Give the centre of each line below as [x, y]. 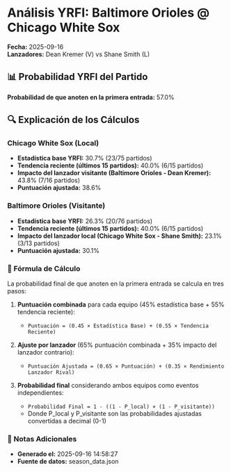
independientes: [40, 393]
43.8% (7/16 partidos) [49, 180]
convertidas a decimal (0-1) [67, 421]
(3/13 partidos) [39, 243]
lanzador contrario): [46, 352]
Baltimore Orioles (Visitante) [56, 206]
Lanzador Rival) [51, 373]
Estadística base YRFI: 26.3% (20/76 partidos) [85, 221]
